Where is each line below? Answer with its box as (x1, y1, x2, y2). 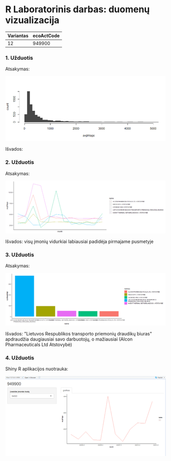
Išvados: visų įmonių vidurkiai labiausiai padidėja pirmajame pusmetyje (5, 238, 154, 245)
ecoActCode (33, 33, 60, 39)
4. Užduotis (5, 354, 35, 361)
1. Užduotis (5, 55, 34, 62)
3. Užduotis (5, 251, 35, 258)
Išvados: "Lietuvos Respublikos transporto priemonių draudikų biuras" (5, 330, 152, 336)
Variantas (7, 33, 29, 39)
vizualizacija (5, 14, 60, 26)
